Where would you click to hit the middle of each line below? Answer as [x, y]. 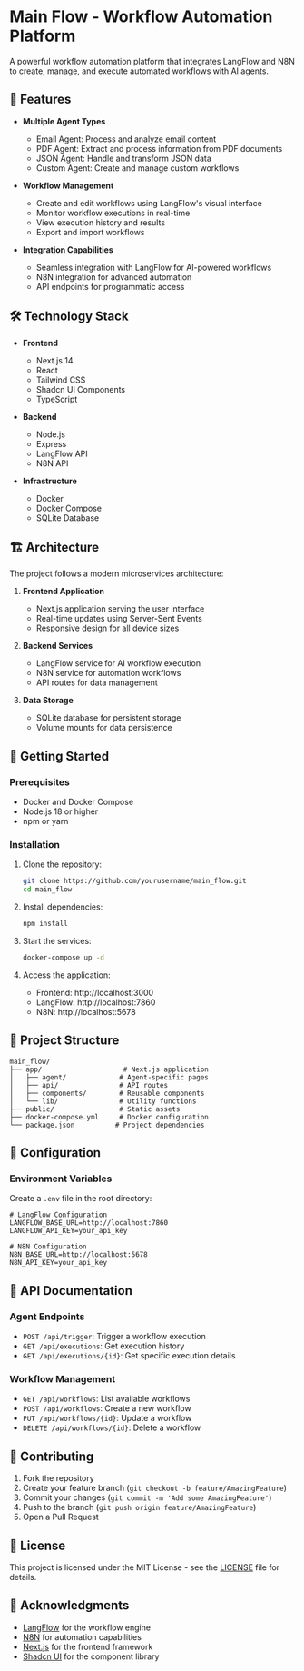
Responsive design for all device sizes [108, 628]
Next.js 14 [54, 360]
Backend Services [58, 646]
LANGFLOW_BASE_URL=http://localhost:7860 [89, 1223]
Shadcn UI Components [80, 389]
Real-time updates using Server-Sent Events [119, 619]
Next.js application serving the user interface [120, 609]
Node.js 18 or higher [60, 811]
